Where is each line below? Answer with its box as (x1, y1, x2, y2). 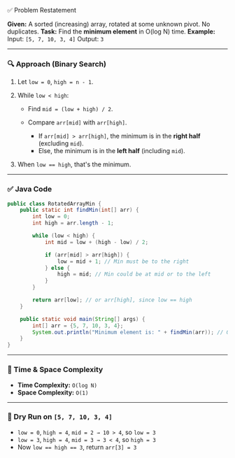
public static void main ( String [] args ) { (20, 315, 145, 322)
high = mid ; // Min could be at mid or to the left (57, 271, 211, 278)
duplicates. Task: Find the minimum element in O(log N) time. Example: (7, 27, 215, 36)
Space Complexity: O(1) (17, 388, 89, 396)
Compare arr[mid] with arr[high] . (27, 118, 127, 127)
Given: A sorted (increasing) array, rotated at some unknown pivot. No (7, 20, 211, 28)
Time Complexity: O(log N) (17, 380, 98, 389)
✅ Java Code (7, 185, 52, 194)
